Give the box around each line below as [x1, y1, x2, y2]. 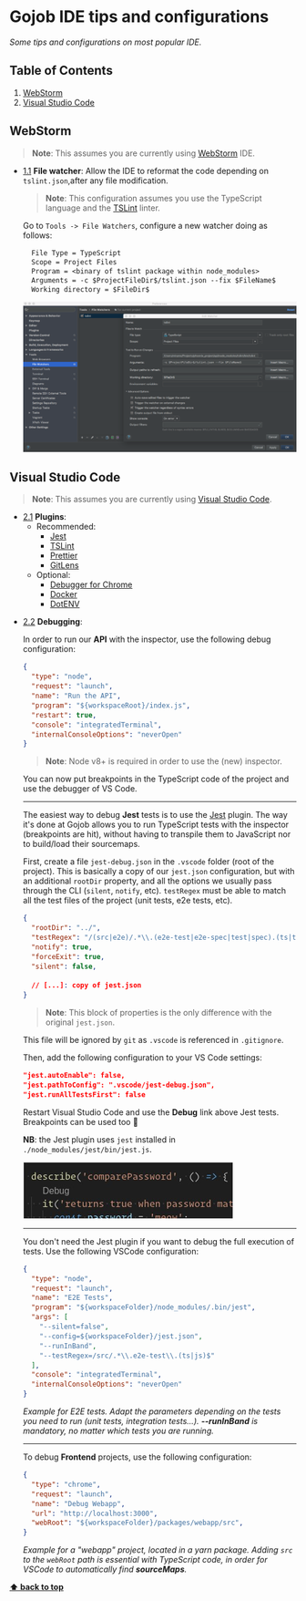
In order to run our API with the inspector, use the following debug [22, 634, 271, 645]
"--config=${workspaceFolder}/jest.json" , [39, 1331, 203, 1341]
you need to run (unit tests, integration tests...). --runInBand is [22, 1416, 258, 1427]
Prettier [49, 550, 78, 562]
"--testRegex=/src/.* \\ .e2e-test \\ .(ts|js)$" [39, 1351, 216, 1360]
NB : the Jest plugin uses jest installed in [22, 1133, 176, 1145]
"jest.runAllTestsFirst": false [22, 1090, 146, 1100]
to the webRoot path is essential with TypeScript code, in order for [22, 1555, 268, 1565]
